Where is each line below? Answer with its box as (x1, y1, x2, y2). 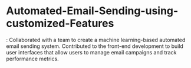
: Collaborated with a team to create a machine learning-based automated (6, 36, 186, 43)
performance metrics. (6, 55, 59, 62)
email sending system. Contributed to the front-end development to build (6, 43, 184, 50)
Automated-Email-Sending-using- (6, 4, 179, 18)
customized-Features (6, 17, 114, 30)
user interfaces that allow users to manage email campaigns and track (6, 48, 177, 56)
